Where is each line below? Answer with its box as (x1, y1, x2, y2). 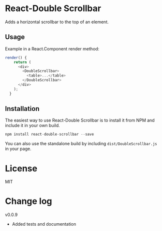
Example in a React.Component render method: (5, 46, 100, 51)
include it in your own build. (5, 123, 60, 128)
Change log (5, 196, 52, 207)
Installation (5, 105, 40, 113)
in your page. (5, 146, 31, 152)
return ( (14, 60, 31, 64)
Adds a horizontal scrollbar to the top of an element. (5, 19, 109, 25)
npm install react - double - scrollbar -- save (5, 132, 94, 137)
